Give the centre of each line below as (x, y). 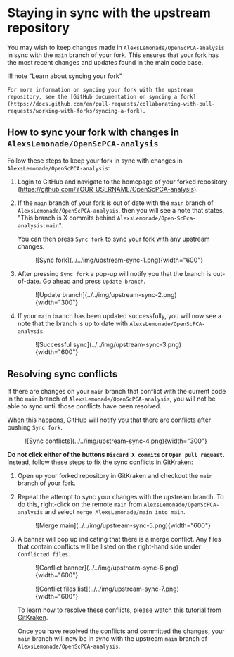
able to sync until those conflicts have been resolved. (84, 406)
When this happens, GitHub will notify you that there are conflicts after (109, 420)
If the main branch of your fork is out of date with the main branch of (116, 203)
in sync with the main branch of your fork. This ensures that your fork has (113, 55)
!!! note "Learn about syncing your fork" (65, 76)
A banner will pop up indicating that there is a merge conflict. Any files (119, 539)
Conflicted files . (44, 553)
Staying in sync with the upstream (109, 13)
